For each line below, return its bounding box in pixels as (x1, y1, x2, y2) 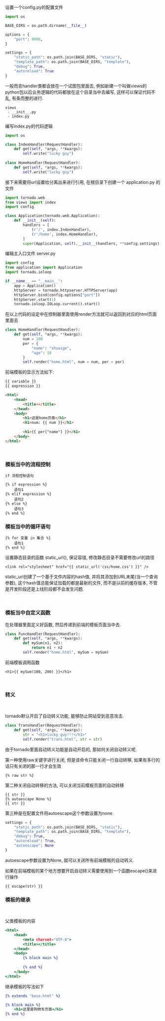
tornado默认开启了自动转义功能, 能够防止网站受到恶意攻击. (5, 713, 124, 719)
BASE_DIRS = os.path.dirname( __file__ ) (5, 23, 87, 28)
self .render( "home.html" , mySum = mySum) (23, 650, 109, 655)
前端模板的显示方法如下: (5, 369, 54, 375)
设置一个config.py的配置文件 (5, 4, 64, 10)
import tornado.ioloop (5, 269, 52, 275)
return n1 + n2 (31, 645, 63, 650)
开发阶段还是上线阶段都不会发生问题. (9, 586, 85, 592)
